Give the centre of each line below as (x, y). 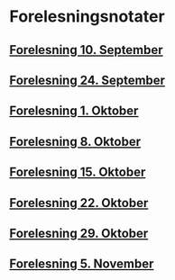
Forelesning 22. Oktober (79, 203)
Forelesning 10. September (87, 50)
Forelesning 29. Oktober (79, 233)
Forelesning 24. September (87, 80)
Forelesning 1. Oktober (74, 111)
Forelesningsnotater (87, 17)
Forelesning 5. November (82, 264)
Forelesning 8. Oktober (75, 141)
